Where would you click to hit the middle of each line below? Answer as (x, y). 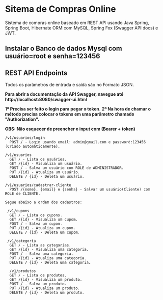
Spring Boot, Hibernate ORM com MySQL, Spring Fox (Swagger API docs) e (81, 27)
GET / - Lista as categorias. (40, 245)
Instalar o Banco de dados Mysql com (64, 48)
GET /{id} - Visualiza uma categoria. (49, 250)
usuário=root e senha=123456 (53, 56)
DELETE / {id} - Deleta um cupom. (45, 232)
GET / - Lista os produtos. (38, 275)
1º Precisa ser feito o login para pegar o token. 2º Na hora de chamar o (78, 109)
